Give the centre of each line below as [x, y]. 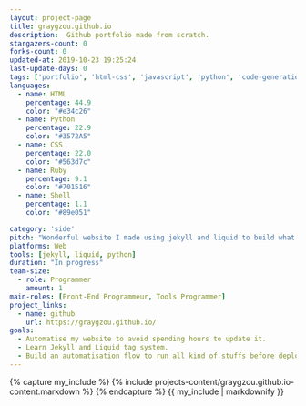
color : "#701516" [59, 188]
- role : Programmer [55, 280]
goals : [22, 330]
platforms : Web [38, 246]
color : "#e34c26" [59, 111]
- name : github [46, 314]
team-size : [30, 271]
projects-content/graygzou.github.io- [224, 381]
